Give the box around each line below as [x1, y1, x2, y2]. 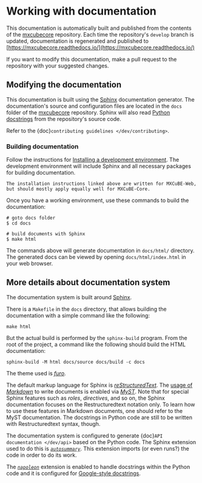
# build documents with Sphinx [6, 231, 86, 237]
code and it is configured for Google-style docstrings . [6, 470, 141, 477]
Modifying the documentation [6, 80, 122, 90]
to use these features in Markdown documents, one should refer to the [6, 407, 183, 414]
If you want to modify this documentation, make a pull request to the [6, 55, 177, 63]
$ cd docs [6, 220, 32, 226]
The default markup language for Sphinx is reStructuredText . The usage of [6, 381, 193, 389]
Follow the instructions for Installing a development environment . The [6, 156, 180, 164]
